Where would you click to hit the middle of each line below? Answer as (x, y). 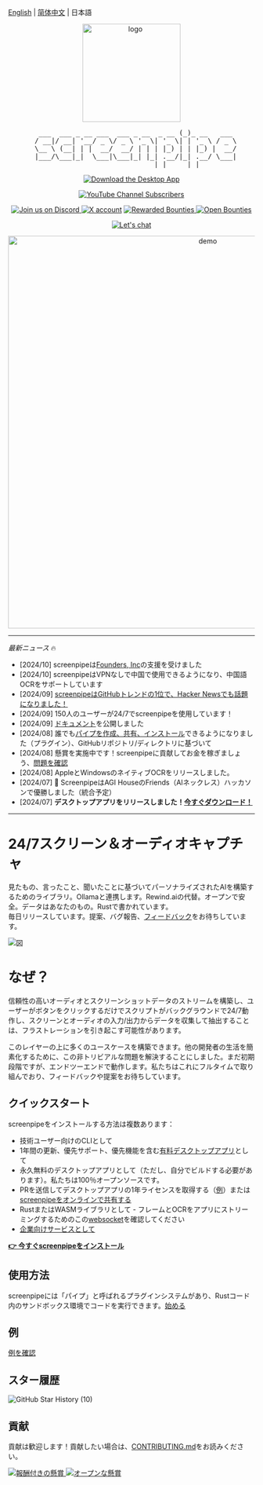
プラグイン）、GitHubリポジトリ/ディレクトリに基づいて (123, 743)
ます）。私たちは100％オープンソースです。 (95, 1180)
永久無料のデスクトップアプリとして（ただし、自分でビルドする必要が (133, 1170)
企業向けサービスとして (57, 1229)
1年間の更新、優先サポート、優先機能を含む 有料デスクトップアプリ (127, 1150)
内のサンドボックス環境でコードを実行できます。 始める (97, 1305)
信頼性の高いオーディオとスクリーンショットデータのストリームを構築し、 (128, 1000)
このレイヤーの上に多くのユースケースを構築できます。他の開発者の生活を (127, 1047)
